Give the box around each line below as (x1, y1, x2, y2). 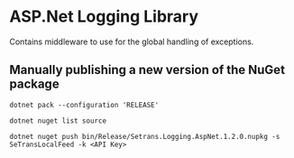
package (9, 77, 60, 92)
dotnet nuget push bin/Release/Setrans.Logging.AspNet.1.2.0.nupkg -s (9, 132, 280, 141)
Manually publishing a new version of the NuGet (9, 62, 286, 78)
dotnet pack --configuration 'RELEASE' (9, 100, 160, 109)
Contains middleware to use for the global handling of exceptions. (9, 36, 254, 47)
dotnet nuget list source (9, 116, 106, 125)
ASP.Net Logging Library (9, 6, 199, 27)
